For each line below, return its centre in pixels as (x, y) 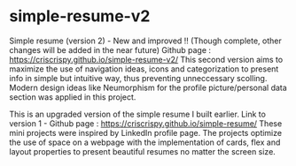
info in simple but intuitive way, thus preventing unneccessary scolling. (138, 78)
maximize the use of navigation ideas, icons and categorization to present (144, 69)
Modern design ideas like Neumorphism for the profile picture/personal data (148, 87)
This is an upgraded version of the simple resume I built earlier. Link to (137, 114)
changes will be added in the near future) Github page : (110, 49)
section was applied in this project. (73, 97)
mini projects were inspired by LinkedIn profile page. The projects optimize (145, 132)
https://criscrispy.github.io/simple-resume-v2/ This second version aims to (146, 59)
